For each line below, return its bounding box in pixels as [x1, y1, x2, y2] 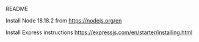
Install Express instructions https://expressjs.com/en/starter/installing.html [5, 29, 193, 36]
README [5, 5, 29, 12]
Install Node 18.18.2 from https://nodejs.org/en [5, 17, 122, 24]
